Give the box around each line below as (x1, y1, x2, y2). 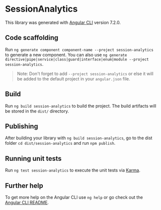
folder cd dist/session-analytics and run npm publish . (5, 140, 116, 146)
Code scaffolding (5, 34, 58, 42)
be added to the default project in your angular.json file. (17, 76, 130, 81)
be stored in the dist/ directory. (5, 108, 69, 114)
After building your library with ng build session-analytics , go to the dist (5, 135, 153, 141)
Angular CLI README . (5, 200, 49, 205)
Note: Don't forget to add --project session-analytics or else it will (17, 71, 154, 76)
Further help (5, 181, 44, 190)
